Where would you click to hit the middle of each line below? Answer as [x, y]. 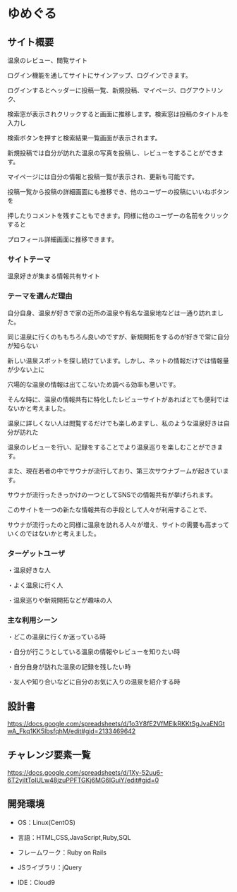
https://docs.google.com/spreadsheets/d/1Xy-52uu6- [85, 772]
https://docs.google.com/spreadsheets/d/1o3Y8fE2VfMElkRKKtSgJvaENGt [116, 724]
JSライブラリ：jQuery [50, 867]
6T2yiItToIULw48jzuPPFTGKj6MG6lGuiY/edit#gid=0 [83, 780]
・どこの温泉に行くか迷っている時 [56, 637]
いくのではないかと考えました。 [54, 534]
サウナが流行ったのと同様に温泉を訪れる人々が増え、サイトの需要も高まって [118, 524]
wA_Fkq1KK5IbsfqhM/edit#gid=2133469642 [72, 731]
